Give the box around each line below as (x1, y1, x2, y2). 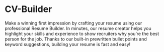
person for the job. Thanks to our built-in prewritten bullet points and (5, 36, 147, 42)
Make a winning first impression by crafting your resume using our (5, 20, 142, 26)
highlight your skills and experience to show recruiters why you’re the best (5, 30, 159, 36)
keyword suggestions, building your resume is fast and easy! (5, 41, 131, 47)
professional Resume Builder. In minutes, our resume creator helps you (5, 25, 151, 31)
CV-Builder (5, 3, 52, 15)
